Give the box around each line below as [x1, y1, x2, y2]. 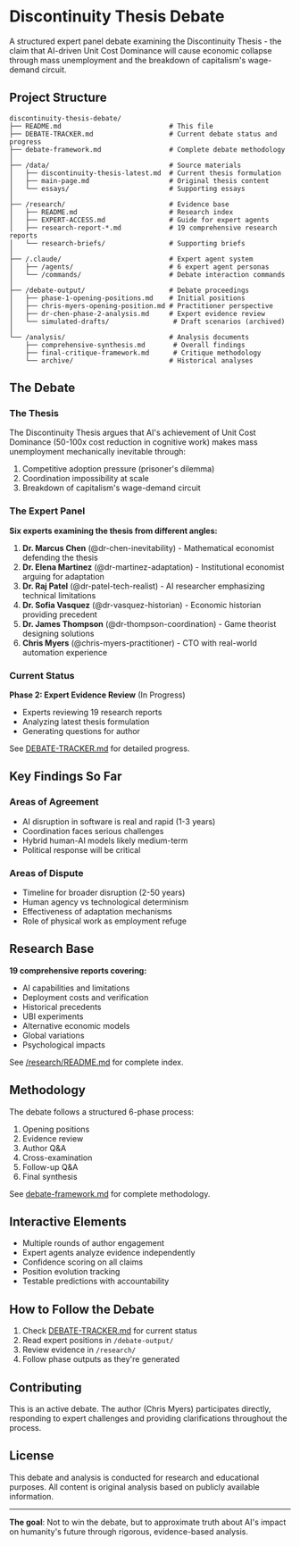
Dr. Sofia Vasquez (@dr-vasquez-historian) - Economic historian [21, 599, 262, 610]
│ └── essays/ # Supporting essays [9, 184, 246, 193]
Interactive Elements [9, 1215, 127, 1230]
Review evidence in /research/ [21, 1344, 137, 1355]
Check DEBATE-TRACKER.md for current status [21, 1325, 198, 1336]
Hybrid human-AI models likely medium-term [21, 835, 188, 846]
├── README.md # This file [9, 121, 214, 130]
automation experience [21, 647, 108, 657]
